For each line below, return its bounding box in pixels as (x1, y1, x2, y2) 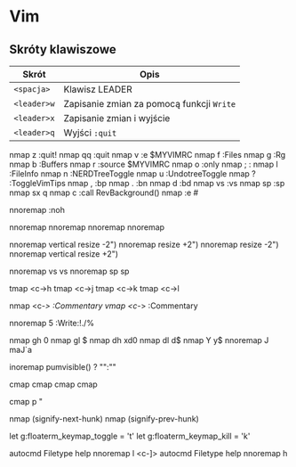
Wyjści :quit (63, 127, 117, 139)
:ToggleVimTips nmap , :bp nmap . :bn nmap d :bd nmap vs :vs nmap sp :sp (9, 178, 285, 188)
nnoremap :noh (9, 205, 65, 215)
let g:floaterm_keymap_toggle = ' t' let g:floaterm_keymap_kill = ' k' (9, 430, 251, 441)
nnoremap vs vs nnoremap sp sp (9, 266, 130, 276)
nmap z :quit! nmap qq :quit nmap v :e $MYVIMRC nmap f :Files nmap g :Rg (9, 150, 286, 160)
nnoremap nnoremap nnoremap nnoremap (9, 222, 165, 233)
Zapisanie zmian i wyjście (63, 112, 171, 124)
